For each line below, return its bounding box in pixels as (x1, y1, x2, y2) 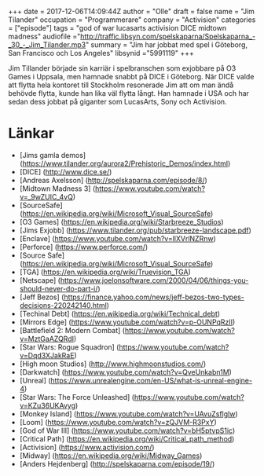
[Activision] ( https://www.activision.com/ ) (19, 442, 155, 452)
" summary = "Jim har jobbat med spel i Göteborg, (85, 40, 248, 49)
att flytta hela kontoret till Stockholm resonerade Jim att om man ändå (8, 80, 234, 90)
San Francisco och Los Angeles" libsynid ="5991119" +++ (8, 49, 194, 57)
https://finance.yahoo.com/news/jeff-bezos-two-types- (64, 292, 245, 302)
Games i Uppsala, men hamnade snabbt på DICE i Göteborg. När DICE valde (8, 72, 255, 81)
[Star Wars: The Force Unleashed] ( (19, 392, 135, 401)
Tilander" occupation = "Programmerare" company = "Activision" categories (8, 15, 256, 24)
